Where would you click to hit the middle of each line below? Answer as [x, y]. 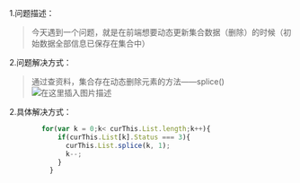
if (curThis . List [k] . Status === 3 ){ [124, 137]
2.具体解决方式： [40, 112]
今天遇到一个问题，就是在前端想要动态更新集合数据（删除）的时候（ [157, 32]
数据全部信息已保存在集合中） [94, 44]
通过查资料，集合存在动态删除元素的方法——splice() [128, 82]
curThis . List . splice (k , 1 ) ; [118, 145]
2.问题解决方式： [40, 62]
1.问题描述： [32, 13]
